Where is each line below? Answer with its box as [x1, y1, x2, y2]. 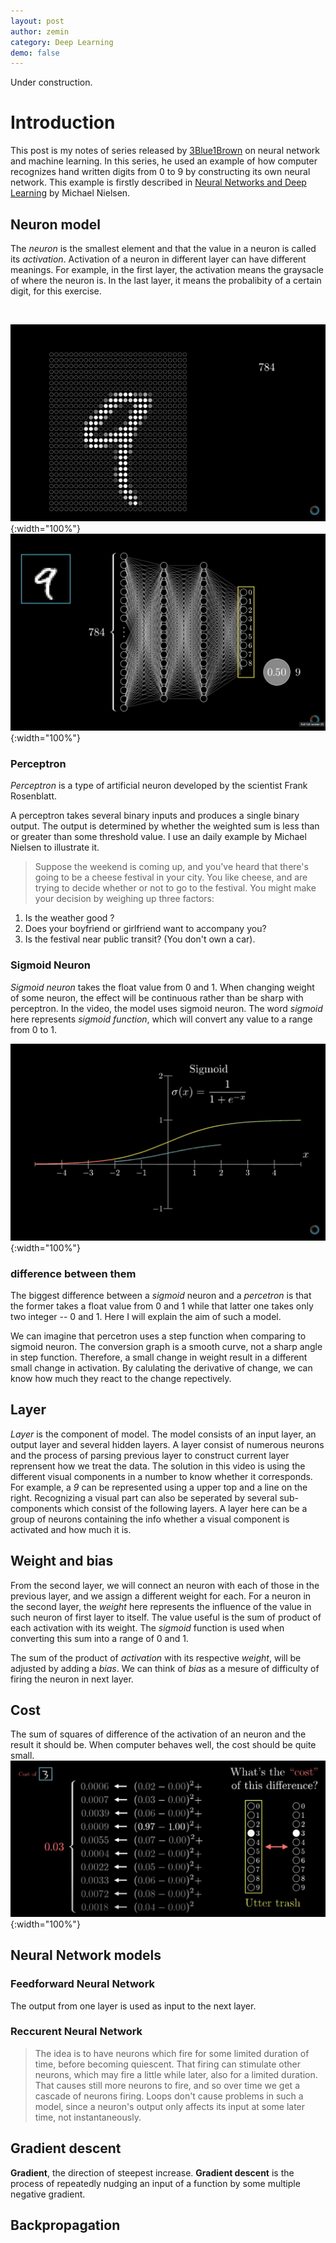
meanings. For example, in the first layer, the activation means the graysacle [10, 264, 324, 275]
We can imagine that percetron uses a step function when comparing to [10, 1330, 307, 1342]
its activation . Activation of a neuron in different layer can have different [10, 253, 307, 265]
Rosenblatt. [10, 790, 58, 802]
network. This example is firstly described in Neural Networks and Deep [10, 176, 307, 189]
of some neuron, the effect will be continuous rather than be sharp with [10, 991, 304, 1004]
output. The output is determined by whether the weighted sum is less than [10, 820, 320, 832]
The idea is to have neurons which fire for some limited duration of [34, 2047, 310, 2059]
